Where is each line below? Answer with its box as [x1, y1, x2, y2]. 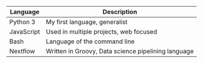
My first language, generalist [46, 18, 128, 26]
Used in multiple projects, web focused [46, 28, 157, 35]
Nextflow [9, 47, 35, 55]
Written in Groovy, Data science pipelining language [46, 47, 194, 55]
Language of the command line [46, 37, 135, 46]
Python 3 [9, 18, 35, 26]
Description [102, 8, 137, 16]
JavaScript [9, 28, 41, 35]
